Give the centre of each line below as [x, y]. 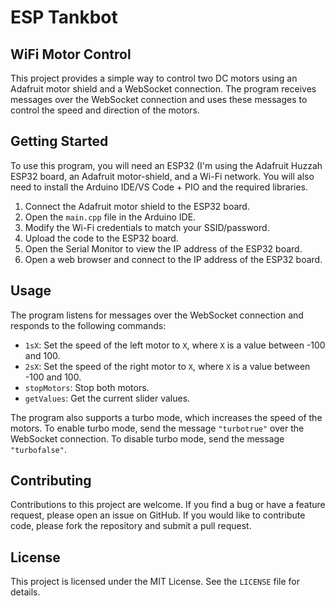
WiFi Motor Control [71, 54]
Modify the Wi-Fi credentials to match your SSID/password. [147, 227]
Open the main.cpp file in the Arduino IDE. [110, 217]
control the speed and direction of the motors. [105, 110]
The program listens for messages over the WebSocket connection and [157, 315]
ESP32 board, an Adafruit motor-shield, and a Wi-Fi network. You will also [162, 176]
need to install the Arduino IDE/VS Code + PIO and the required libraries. [159, 187]
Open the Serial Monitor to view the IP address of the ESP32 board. [163, 248]
